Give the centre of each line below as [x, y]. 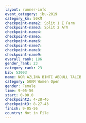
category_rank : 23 [24, 68]
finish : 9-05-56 [21, 109]
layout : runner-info [26, 9]
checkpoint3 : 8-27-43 [27, 104]
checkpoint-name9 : [24, 54]
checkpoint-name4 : [24, 32]
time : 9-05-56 [19, 91]
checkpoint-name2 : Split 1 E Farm [40, 23]
